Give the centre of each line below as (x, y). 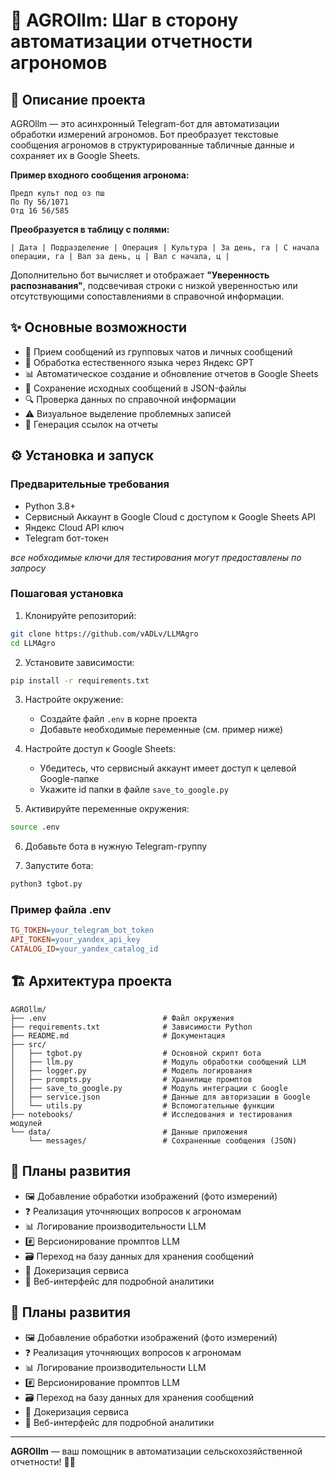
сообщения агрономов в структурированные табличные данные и (152, 145)
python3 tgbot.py (46, 884)
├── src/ (28, 1044)
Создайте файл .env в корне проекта (118, 719)
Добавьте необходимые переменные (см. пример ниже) (161, 730)
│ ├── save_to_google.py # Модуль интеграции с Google (149, 1088)
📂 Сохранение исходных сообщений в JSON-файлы (135, 388)
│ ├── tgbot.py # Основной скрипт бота (136, 1053)
